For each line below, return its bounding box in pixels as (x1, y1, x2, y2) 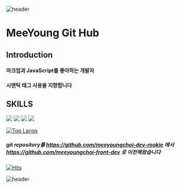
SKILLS (6, 99, 34, 109)
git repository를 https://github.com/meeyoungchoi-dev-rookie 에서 (6, 141, 174, 148)
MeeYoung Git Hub (6, 27, 99, 40)
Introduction (6, 50, 53, 60)
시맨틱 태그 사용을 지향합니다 (6, 82, 72, 89)
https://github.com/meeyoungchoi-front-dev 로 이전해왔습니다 (6, 148, 161, 156)
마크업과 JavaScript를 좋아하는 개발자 (6, 67, 95, 74)
